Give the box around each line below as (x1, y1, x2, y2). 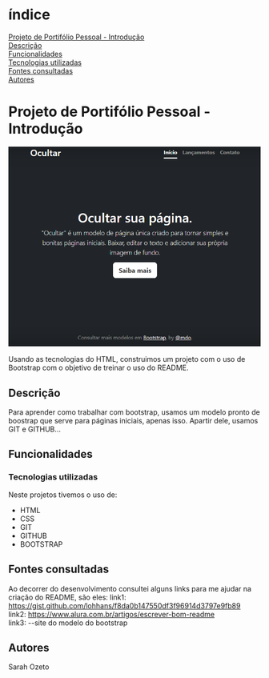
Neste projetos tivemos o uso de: (8, 490, 118, 499)
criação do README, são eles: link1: (8, 592, 126, 602)
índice (8, 6, 50, 24)
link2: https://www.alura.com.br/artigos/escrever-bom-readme (8, 609, 215, 619)
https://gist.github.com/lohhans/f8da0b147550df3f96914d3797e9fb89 (8, 600, 241, 610)
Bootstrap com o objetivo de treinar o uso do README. (8, 363, 190, 373)
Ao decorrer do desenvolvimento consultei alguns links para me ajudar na (8, 584, 252, 593)
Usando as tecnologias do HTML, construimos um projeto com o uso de (8, 355, 246, 364)
